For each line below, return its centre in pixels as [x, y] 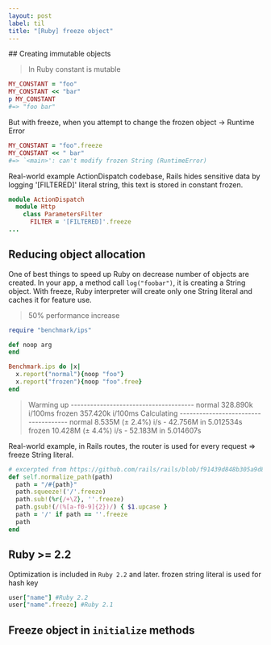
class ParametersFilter [63, 215]
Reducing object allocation [77, 255]
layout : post [30, 16]
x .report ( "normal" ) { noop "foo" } [70, 375]
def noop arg [30, 345]
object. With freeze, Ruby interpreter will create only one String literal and [130, 291]
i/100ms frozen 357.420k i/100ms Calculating [103, 413]
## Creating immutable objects [60, 54]
